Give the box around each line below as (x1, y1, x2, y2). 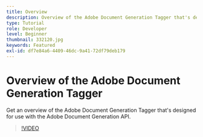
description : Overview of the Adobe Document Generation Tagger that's (6, 14, 190, 20)
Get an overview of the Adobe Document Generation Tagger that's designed (6, 106, 196, 114)
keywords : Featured (6, 43, 56, 49)
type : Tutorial (6, 20, 45, 26)
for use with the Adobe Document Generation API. (6, 112, 131, 120)
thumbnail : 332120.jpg (6, 37, 63, 43)
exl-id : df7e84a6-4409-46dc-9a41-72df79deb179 (6, 48, 126, 54)
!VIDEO (21, 124, 39, 132)
